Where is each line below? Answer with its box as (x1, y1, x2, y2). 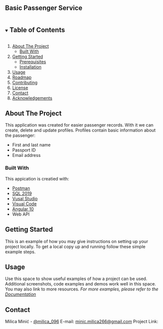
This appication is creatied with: (5, 175, 69, 181)
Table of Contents (9, 26, 65, 34)
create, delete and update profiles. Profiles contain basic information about (5, 127, 156, 133)
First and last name (12, 142, 51, 148)
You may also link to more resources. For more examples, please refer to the (5, 286, 159, 292)
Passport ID (12, 147, 36, 153)
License (12, 85, 28, 90)
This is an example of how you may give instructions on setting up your (5, 238, 148, 244)
